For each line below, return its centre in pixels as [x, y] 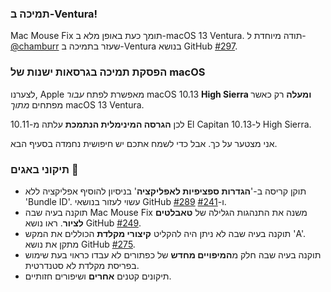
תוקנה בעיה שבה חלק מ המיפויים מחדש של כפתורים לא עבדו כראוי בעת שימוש [173, 254]
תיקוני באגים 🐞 [44, 169]
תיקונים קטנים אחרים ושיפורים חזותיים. [98, 276]
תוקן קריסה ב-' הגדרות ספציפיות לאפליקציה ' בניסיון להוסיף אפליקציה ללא [165, 191]
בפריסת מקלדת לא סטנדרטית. [82, 265]
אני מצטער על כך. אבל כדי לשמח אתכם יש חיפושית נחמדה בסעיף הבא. [144, 143]
